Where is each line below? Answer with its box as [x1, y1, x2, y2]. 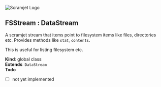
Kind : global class [5, 56, 42, 62]
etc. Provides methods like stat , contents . [5, 37, 90, 43]
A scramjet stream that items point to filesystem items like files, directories [5, 32, 156, 38]
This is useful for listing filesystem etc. [5, 47, 83, 53]
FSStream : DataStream [5, 19, 79, 27]
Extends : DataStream [5, 61, 47, 67]
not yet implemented [12, 76, 54, 82]
